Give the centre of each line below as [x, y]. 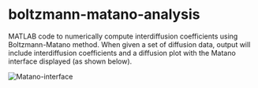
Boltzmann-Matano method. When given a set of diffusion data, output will [129, 44]
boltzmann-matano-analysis [104, 15]
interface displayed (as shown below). [70, 61]
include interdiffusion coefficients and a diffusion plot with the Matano [122, 53]
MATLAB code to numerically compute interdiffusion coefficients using [123, 36]
